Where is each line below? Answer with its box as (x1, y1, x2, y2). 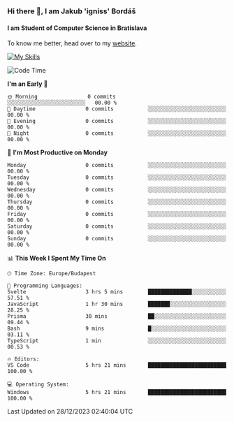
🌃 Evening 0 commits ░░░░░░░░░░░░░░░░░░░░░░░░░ (7, 118, 227, 125)
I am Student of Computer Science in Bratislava (7, 24, 147, 32)
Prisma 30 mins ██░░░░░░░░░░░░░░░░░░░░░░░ (7, 313, 227, 320)
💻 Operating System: (7, 381, 70, 388)
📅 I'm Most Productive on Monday (7, 148, 108, 157)
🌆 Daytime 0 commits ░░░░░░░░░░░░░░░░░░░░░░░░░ (7, 105, 227, 112)
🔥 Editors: (7, 356, 40, 363)
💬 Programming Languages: (7, 282, 82, 289)
